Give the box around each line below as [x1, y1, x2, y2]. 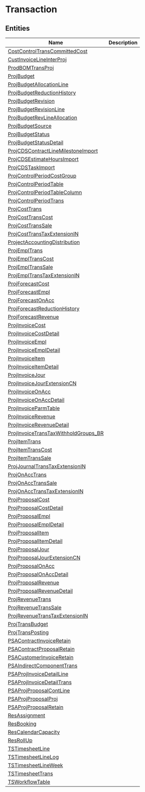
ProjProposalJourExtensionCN [8, 554, 80, 561]
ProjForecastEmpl [8, 289, 50, 295]
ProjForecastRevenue [8, 313, 60, 320]
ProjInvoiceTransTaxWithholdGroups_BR [8, 430, 104, 436]
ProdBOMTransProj [8, 64, 54, 71]
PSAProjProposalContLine [8, 687, 70, 694]
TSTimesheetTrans [8, 770, 53, 777]
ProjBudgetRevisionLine [8, 106, 65, 113]
